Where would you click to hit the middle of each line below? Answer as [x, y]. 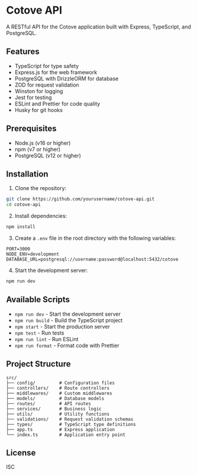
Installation [27, 174]
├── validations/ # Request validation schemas [70, 419]
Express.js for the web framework [56, 72]
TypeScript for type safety [47, 66]
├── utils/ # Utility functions [58, 414]
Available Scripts [38, 300]
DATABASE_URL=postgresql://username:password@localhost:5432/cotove [92, 259]
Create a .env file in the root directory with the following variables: [95, 238]
